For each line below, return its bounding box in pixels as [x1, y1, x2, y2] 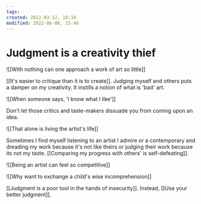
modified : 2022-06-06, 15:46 [6, 20, 79, 26]
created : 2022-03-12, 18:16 [6, 14, 77, 20]
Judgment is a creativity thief [6, 46, 156, 60]
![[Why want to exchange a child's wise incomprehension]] [6, 173, 152, 181]
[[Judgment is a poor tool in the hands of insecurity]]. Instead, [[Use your [6, 185, 188, 192]
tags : [6, 8, 20, 15]
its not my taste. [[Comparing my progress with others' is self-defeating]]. [6, 150, 189, 157]
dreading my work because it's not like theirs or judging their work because [6, 143, 193, 150]
